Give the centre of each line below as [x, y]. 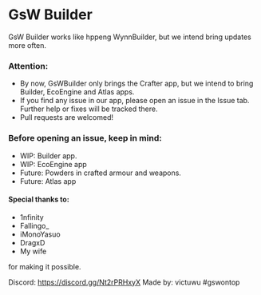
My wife [33, 251]
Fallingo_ [34, 225]
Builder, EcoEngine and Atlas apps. [77, 92]
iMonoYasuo [40, 234]
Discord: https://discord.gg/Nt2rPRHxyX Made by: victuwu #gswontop [124, 282]
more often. [27, 45]
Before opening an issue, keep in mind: [85, 138]
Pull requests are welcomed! [67, 118]
